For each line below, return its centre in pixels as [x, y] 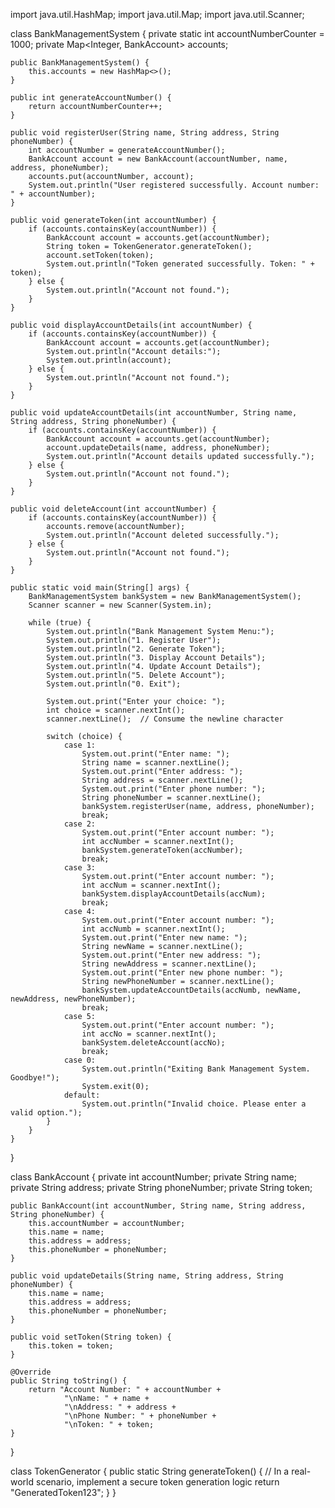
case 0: [80, 1060]
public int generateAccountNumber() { [91, 98]
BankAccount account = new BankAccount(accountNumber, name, [158, 159]
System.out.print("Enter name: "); [155, 754]
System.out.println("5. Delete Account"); [136, 675]
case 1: [80, 745]
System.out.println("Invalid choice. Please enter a [194, 1104]
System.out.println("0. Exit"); [114, 684]
